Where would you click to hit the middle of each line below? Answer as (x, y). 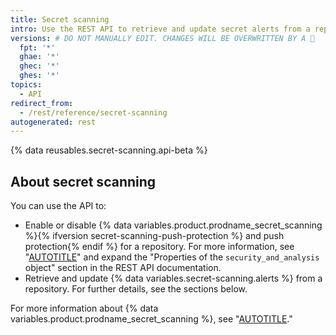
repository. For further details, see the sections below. (136, 289)
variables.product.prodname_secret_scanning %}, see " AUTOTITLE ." (151, 319)
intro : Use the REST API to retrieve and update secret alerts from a (160, 29)
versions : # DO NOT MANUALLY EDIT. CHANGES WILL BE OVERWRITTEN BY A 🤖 (162, 38)
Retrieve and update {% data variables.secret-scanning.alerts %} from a (173, 278)
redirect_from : (42, 103)
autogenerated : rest (53, 122)
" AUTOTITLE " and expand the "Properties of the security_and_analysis (172, 257)
